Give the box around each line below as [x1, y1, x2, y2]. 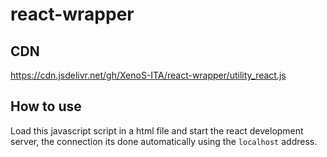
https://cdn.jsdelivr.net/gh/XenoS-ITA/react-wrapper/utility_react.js [10, 69, 287, 81]
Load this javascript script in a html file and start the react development [10, 124, 304, 137]
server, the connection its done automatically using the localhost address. [10, 135, 318, 147]
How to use [10, 98, 82, 115]
